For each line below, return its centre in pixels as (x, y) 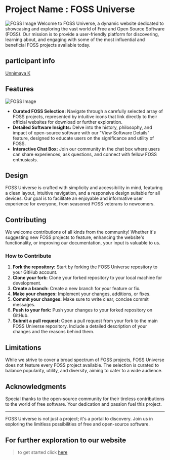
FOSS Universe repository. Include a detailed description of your (80, 326)
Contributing (26, 220)
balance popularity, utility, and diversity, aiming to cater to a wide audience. (84, 371)
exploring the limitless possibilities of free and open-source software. (78, 424)
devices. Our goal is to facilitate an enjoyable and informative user (74, 198)
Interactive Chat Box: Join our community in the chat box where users (86, 149)
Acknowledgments (36, 386)
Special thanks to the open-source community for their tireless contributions (85, 399)
